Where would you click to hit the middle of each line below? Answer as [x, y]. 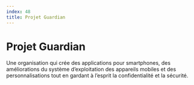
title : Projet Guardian [36, 17]
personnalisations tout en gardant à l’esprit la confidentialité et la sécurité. [97, 75]
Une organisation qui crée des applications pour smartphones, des [88, 63]
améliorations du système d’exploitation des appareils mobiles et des [91, 70]
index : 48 [19, 12]
